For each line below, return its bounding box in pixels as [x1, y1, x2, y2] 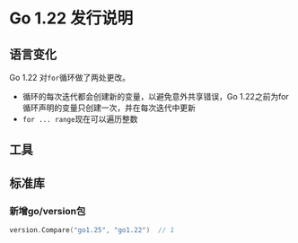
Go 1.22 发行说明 [9, 8, 134, 29]
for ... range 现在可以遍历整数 [22, 114, 138, 124]
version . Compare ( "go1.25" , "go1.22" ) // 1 [9, 226, 175, 235]
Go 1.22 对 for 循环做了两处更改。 [9, 73, 131, 82]
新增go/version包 [9, 204, 86, 217]
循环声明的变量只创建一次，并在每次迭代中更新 [22, 102, 196, 113]
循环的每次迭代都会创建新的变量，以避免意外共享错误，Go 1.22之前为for [22, 91, 289, 101]
